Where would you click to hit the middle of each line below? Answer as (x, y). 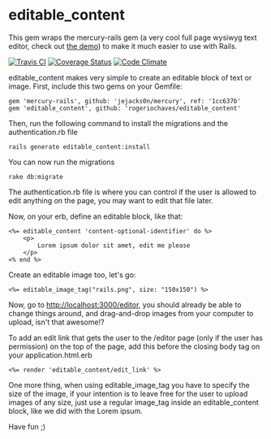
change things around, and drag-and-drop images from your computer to (131, 313)
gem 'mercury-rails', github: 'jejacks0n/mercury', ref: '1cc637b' (125, 101)
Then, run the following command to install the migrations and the (118, 123)
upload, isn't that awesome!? (56, 322)
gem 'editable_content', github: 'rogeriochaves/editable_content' (125, 108)
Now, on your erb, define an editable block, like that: (96, 216)
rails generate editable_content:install (80, 147)
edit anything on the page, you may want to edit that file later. (111, 200)
